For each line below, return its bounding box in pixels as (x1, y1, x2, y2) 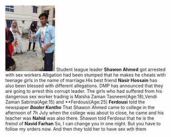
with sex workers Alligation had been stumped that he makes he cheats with (5, 72, 166, 78)
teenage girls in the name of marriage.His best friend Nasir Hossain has (5, 77, 158, 83)
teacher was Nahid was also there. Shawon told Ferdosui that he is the (5, 115, 155, 121)
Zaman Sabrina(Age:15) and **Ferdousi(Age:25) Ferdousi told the (5, 99, 145, 105)
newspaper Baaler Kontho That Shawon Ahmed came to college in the (5, 104, 155, 110)
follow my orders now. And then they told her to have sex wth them (5, 126, 147, 132)
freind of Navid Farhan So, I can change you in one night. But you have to (5, 121, 161, 126)
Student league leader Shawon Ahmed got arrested (56, 67, 166, 72)
